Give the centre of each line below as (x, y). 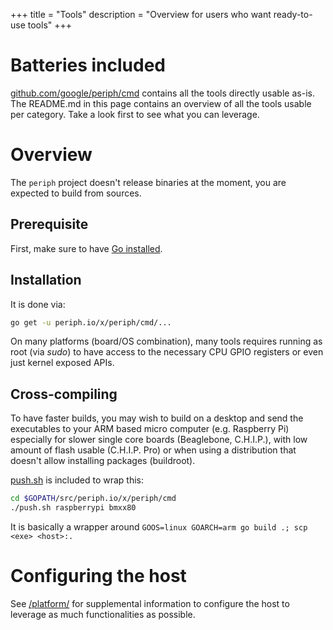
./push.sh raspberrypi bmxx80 (73, 508)
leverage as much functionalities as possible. (103, 614)
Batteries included (88, 65)
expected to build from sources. (76, 193)
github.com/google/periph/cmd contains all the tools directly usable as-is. (162, 93)
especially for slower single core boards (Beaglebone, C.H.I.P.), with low (159, 440)
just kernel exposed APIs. (62, 363)
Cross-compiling (64, 394)
